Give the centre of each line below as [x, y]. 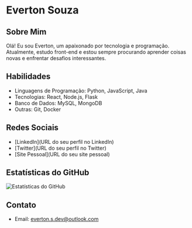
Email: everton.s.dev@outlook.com [56, 219]
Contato [21, 205]
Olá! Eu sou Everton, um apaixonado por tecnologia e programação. [88, 46]
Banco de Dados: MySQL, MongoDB [58, 103]
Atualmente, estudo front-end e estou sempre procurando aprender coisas [96, 52]
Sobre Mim [26, 32]
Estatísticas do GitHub [48, 173]
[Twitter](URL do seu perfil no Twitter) [60, 148]
